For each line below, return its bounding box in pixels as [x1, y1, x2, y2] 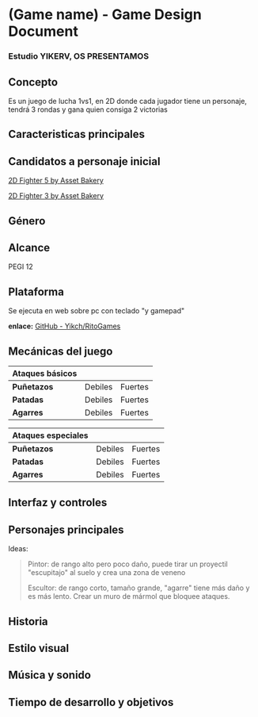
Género [8, 214, 46, 228]
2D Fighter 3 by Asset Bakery [8, 191, 104, 201]
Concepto [8, 75, 58, 89]
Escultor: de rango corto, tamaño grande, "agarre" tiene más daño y [27, 583, 250, 592]
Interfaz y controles [8, 496, 108, 509]
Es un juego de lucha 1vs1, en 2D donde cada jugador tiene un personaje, [8, 96, 248, 105]
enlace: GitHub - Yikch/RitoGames [8, 321, 121, 331]
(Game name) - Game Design [8, 6, 202, 24]
